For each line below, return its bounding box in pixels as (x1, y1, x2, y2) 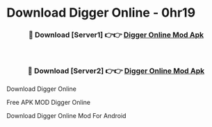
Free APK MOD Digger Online (6, 98, 91, 106)
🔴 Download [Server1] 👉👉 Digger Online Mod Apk (28, 30, 204, 40)
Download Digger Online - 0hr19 (6, 5, 196, 21)
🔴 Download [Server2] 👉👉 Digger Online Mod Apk (27, 66, 205, 76)
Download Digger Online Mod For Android (6, 111, 127, 119)
